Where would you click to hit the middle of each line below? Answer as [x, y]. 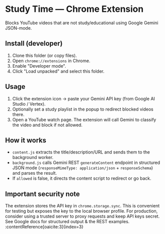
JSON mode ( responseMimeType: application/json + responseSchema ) [82, 168]
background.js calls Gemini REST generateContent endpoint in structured [86, 163]
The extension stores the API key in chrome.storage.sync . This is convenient [82, 206]
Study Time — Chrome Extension [74, 9]
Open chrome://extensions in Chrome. [51, 61]
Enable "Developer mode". [39, 66]
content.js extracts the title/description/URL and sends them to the [81, 152]
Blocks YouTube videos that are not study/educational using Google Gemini [82, 23]
